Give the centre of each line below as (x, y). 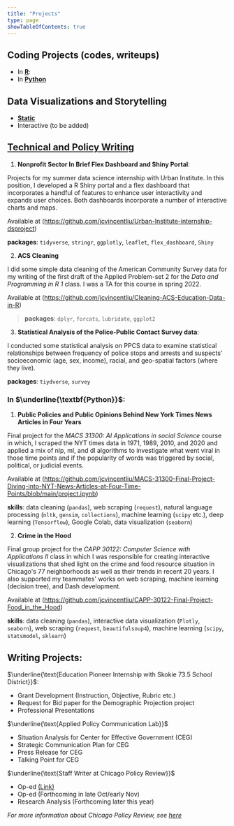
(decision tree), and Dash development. (64, 586)
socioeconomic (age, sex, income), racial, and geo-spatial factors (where (112, 360)
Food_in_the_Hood (34, 607)
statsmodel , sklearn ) (37, 636)
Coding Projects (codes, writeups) (83, 55)
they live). (22, 368)
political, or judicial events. (45, 465)
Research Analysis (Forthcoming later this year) (86, 802)
